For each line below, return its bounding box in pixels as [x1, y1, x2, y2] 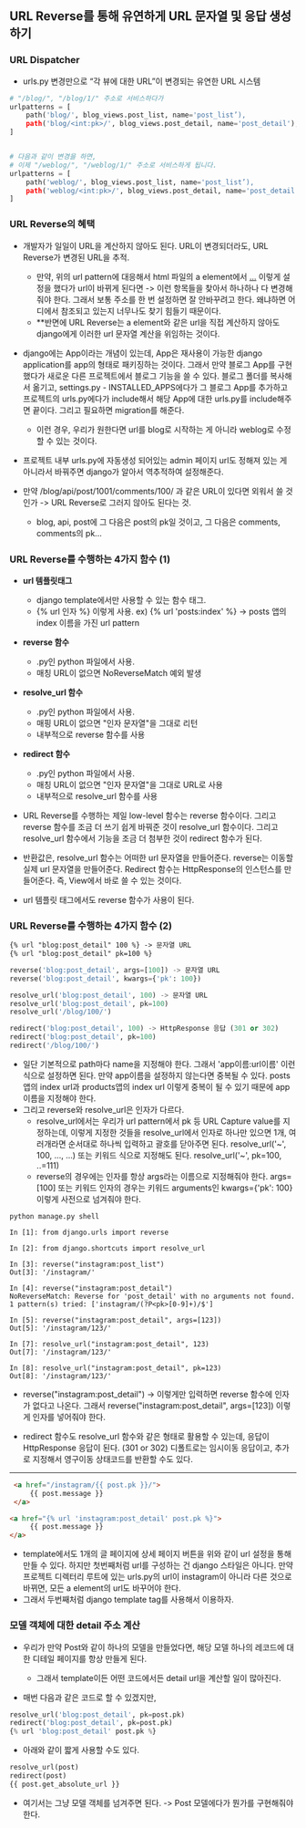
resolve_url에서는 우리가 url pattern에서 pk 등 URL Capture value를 [36, 1116, 281, 1127]
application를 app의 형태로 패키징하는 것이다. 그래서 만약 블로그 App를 [22, 358, 276, 369]
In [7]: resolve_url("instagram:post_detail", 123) [9, 1339, 209, 1348]
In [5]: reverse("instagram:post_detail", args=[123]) [9, 1315, 222, 1324]
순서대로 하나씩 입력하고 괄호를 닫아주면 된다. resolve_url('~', [67, 1138, 287, 1149]
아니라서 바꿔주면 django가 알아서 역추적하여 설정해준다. [22, 466, 224, 477]
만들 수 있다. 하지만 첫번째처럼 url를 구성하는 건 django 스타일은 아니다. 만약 [22, 1560, 294, 1571]
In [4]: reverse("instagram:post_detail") [9, 1283, 173, 1293]
